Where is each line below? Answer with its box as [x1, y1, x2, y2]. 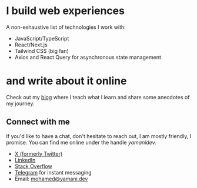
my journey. [6, 100, 35, 107]
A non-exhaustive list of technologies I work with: [6, 23, 126, 31]
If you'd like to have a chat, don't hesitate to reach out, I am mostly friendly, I [6, 132, 192, 139]
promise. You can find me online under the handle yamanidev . [6, 139, 157, 146]
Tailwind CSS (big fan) [14, 47, 69, 54]
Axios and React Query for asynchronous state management [14, 53, 162, 61]
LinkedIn [14, 156, 36, 163]
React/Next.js [14, 41, 48, 48]
